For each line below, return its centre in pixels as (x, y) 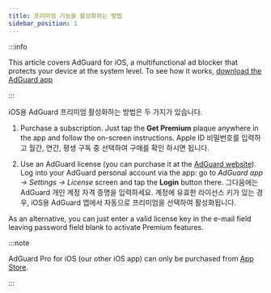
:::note (19, 243)
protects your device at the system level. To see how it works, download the (135, 70)
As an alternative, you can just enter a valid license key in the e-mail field (130, 219)
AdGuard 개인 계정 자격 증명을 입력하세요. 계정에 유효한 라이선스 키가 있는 (137, 192)
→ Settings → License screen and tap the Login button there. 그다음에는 (139, 182)
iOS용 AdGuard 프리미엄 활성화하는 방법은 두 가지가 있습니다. (106, 112)
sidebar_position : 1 (43, 23)
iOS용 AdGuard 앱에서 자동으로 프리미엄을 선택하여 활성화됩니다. (134, 202)
